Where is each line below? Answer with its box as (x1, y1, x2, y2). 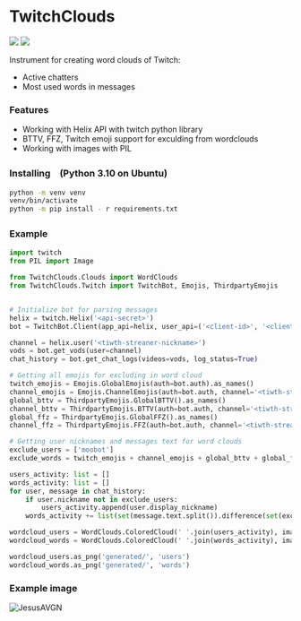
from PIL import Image (9, 257, 94, 266)
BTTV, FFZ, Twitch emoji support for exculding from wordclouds (21, 134, 259, 144)
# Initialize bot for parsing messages (9, 305, 159, 315)
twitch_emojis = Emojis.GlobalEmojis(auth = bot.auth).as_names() (9, 379, 254, 389)
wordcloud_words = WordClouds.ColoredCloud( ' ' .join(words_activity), (9, 536, 279, 546)
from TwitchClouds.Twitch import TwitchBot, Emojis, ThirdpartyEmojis (9, 281, 279, 290)
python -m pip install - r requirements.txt (9, 204, 178, 214)
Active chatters (21, 72, 79, 82)
